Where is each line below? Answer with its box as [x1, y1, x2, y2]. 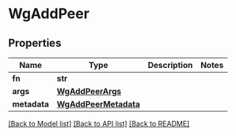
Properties [8, 36, 62, 50]
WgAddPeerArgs [56, 86, 121, 96]
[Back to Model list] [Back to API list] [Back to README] [8, 119, 190, 128]
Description [147, 60, 193, 70]
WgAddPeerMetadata [56, 99, 140, 109]
